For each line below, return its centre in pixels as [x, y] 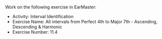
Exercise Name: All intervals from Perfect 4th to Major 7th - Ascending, [85, 22]
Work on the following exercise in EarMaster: [51, 7]
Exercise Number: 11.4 [35, 32]
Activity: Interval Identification [43, 16]
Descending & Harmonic [37, 27]
